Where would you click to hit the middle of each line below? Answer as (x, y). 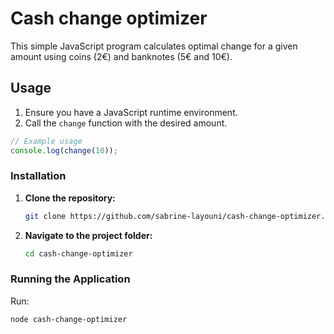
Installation (38, 176)
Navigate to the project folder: (88, 235)
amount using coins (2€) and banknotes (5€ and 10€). (121, 56)
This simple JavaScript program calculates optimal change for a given (154, 46)
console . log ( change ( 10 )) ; (64, 150)
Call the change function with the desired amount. (126, 123)
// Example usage (46, 141)
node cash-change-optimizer (69, 319)
